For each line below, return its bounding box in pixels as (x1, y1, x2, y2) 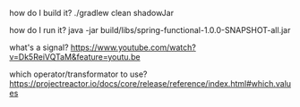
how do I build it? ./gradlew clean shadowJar (9, 8, 175, 18)
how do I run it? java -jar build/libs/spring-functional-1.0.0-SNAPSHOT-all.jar (9, 25, 291, 35)
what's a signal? (9, 42, 69, 53)
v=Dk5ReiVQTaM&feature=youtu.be (9, 52, 141, 62)
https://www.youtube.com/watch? (70, 42, 197, 53)
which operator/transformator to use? (9, 69, 148, 79)
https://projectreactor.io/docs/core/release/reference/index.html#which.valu (9, 78, 292, 88)
